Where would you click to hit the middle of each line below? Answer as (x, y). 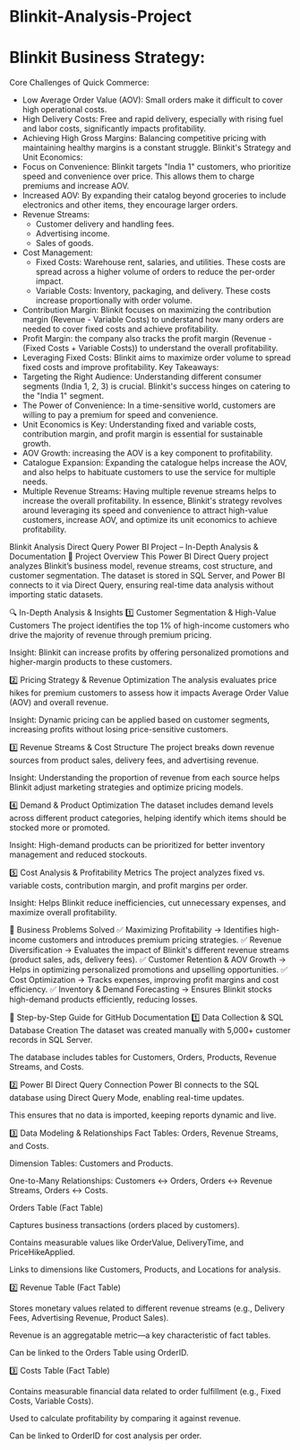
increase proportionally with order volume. (114, 301)
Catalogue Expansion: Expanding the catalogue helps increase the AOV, (155, 463)
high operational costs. (64, 110)
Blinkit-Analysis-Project (101, 17)
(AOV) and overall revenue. (59, 703)
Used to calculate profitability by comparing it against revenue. (125, 1419)
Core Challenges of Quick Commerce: (79, 83)
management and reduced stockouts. (78, 854)
